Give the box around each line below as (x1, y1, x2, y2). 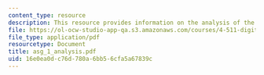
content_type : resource (8, 11, 86, 20)
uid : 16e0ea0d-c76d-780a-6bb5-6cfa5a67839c (8, 55, 153, 63)
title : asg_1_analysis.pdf (8, 48, 97, 55)
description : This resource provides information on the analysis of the (8, 19, 255, 27)
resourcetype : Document (8, 41, 86, 48)
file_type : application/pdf (8, 33, 101, 41)
